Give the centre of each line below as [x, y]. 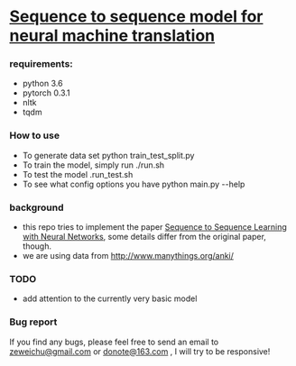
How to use [35, 135]
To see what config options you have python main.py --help [134, 184]
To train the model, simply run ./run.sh [93, 165]
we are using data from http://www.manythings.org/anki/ [128, 256]
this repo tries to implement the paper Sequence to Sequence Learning [154, 227]
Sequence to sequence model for [136, 17]
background [37, 207]
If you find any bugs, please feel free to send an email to [114, 342]
